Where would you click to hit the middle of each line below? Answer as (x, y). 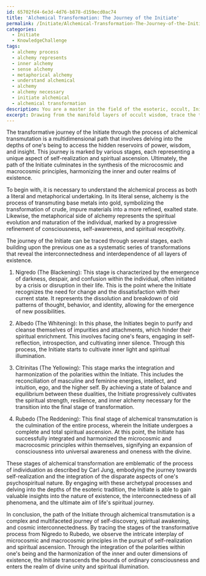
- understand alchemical (44, 80)
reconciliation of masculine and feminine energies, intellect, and (96, 381)
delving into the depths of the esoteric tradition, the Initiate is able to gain (99, 489)
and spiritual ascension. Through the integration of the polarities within (96, 547)
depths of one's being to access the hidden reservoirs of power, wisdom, (99, 146)
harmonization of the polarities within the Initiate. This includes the (99, 375)
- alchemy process (36, 52)
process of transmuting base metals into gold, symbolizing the (85, 203)
